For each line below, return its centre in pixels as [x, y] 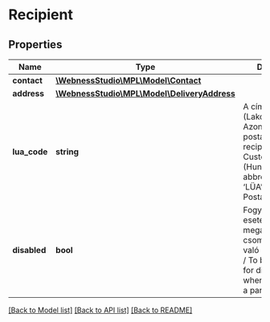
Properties [35, 45]
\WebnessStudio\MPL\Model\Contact [129, 80]
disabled [29, 250]
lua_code [30, 152]
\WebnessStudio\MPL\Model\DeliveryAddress [145, 94]
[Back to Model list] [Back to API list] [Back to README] [100, 310]
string [67, 152]
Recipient [41, 15]
